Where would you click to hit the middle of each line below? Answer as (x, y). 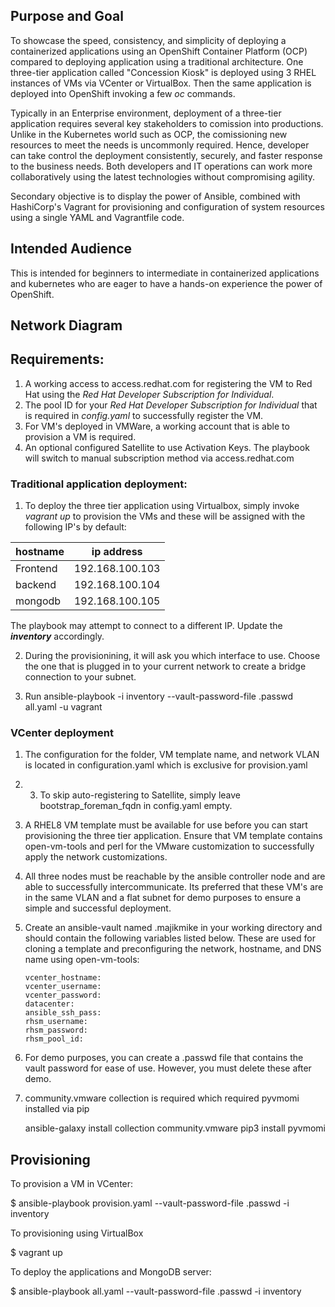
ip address (117, 552)
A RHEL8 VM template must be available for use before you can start (166, 825)
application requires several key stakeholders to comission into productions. (167, 123)
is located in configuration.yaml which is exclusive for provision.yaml (166, 765)
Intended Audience (71, 249)
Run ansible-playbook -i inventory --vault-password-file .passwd (159, 696)
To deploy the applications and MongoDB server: (111, 1272)
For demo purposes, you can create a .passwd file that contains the (164, 1058)
